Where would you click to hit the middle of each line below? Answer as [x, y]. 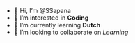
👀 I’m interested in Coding [51, 18]
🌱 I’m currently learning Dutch [57, 25]
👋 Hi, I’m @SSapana [42, 11]
